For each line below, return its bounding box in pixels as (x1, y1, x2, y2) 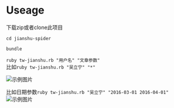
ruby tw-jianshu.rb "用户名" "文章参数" (6, 57, 101, 63)
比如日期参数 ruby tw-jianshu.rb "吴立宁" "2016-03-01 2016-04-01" (6, 88, 169, 95)
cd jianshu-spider (6, 35, 51, 41)
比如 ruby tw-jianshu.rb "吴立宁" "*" (6, 63, 96, 70)
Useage (6, 4, 45, 17)
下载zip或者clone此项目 (6, 24, 63, 31)
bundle (6, 45, 22, 52)
